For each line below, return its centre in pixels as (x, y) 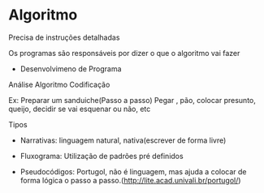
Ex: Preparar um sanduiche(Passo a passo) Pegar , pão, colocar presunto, (132, 100)
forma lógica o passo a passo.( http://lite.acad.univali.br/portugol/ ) (130, 180)
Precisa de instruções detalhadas (64, 37)
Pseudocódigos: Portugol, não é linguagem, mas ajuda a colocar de (133, 171)
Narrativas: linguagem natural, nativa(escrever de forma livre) (123, 140)
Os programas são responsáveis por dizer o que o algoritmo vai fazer (124, 53)
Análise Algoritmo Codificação (59, 84)
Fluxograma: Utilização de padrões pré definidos (102, 156)
